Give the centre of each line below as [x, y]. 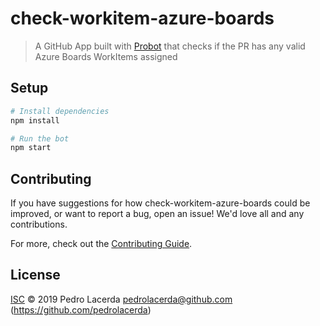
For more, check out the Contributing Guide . [101, 244]
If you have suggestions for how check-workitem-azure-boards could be [160, 203]
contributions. [39, 224]
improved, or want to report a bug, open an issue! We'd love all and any [157, 214]
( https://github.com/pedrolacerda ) [81, 309]
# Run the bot [40, 138]
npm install [35, 120]
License [35, 275]
